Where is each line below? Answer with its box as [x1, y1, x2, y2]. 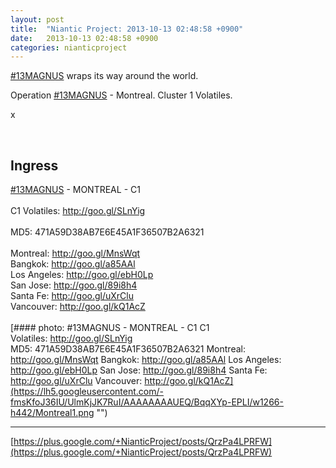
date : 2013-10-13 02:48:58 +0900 [10, 33, 159, 43]
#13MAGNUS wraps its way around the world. [10, 70, 199, 82]
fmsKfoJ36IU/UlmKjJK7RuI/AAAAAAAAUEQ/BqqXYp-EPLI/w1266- [10, 396, 284, 408]
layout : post [10, 14, 65, 25]
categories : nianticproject [10, 42, 128, 53]
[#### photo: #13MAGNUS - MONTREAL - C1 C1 [10, 322, 210, 334]
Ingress [10, 157, 59, 174]
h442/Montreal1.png [10, 407, 95, 419]
